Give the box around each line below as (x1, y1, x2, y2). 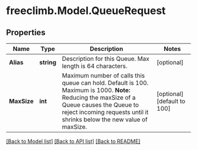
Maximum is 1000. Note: (62, 86, 131, 94)
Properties (6, 28, 46, 37)
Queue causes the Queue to (62, 101, 139, 109)
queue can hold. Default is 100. (62, 79, 149, 87)
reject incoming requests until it (62, 108, 149, 116)
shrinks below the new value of (62, 115, 148, 124)
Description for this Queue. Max (62, 54, 150, 63)
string (39, 59, 57, 66)
